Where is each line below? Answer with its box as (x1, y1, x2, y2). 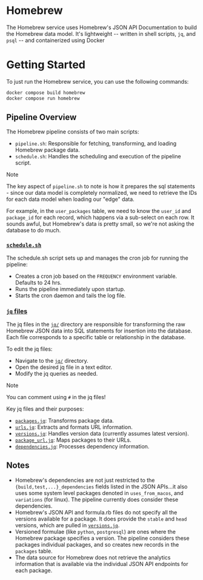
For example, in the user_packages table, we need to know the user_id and (6, 207, 191, 215)
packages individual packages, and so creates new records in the (15, 541, 179, 548)
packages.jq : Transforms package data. (15, 417, 114, 425)
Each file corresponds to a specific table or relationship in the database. (6, 334, 186, 341)
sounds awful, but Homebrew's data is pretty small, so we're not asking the (6, 220, 195, 228)
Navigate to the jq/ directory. (15, 357, 89, 365)
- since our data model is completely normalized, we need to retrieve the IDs (6, 189, 198, 197)
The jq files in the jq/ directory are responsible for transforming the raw (6, 321, 186, 328)
